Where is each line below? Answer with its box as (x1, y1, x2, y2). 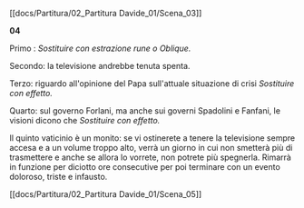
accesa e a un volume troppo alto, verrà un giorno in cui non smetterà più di (9, 143, 293, 153)
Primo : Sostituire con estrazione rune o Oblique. (9, 43, 191, 54)
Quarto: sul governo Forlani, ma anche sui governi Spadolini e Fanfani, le (9, 105, 281, 116)
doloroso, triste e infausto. (9, 172, 108, 182)
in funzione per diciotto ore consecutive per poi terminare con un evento (9, 162, 281, 172)
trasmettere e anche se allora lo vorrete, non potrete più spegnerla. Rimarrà (9, 152, 292, 163)
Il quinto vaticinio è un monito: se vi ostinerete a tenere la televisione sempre (9, 133, 296, 144)
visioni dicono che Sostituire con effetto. (9, 115, 161, 125)
